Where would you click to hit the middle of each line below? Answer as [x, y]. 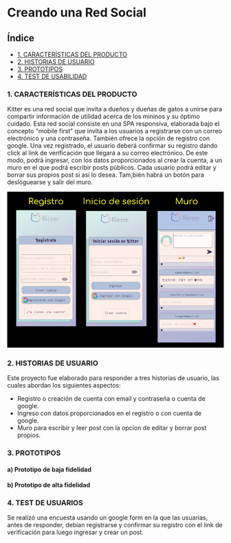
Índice [21, 38]
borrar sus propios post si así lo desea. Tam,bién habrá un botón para [106, 175]
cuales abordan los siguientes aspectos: [64, 386]
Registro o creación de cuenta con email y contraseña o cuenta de [111, 399]
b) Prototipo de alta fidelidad [49, 485]
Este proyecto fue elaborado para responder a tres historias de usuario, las [113, 378]
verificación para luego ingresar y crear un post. [76, 532]
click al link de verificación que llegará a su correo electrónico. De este [108, 153]
